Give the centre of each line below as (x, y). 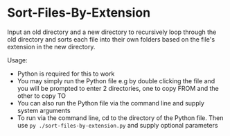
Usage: (17, 60)
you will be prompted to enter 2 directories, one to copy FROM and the (118, 88)
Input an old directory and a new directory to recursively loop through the (112, 32)
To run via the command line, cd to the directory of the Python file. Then (120, 118)
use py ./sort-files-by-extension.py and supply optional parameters (117, 125)
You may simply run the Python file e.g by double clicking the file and (116, 80)
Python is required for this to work (66, 74)
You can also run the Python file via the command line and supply (110, 103)
